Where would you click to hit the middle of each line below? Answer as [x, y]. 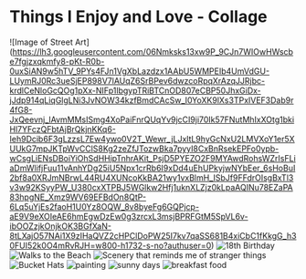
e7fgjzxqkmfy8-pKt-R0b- [57, 61]
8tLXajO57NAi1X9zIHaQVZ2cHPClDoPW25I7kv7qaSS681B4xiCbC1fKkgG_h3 [153, 235]
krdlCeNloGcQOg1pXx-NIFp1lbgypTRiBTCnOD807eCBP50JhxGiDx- [136, 90]
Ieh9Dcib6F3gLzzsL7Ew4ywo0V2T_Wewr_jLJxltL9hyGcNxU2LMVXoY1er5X [152, 139]
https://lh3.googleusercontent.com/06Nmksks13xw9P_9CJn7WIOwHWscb [153, 51]
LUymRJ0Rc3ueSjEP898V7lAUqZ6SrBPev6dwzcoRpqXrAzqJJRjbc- [137, 80]
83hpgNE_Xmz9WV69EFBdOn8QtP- [78, 197]
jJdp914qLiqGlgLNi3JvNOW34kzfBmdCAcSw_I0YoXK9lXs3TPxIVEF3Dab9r [152, 100]
